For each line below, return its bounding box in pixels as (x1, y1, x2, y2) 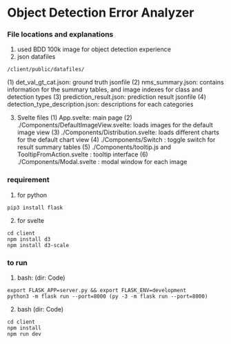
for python (17, 190, 48, 199)
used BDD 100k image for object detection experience (17, 45, 171, 53)
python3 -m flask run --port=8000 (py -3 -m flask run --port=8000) (7, 293, 208, 300)
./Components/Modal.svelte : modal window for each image (17, 158, 188, 166)
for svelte (17, 216, 45, 224)
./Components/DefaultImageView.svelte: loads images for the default (17, 121, 214, 129)
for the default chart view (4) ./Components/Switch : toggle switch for (17, 136, 216, 144)
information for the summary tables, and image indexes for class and (7, 85, 203, 94)
